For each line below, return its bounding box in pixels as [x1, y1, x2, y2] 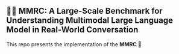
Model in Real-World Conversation [6, 25, 139, 35]
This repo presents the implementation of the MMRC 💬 [6, 40, 142, 48]
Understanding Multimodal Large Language [6, 16, 174, 26]
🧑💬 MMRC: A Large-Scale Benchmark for [6, 6, 163, 16]
